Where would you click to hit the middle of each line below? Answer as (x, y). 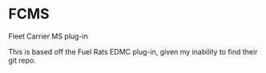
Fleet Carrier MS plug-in (48, 36)
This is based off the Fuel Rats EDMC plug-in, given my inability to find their (133, 51)
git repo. (22, 60)
